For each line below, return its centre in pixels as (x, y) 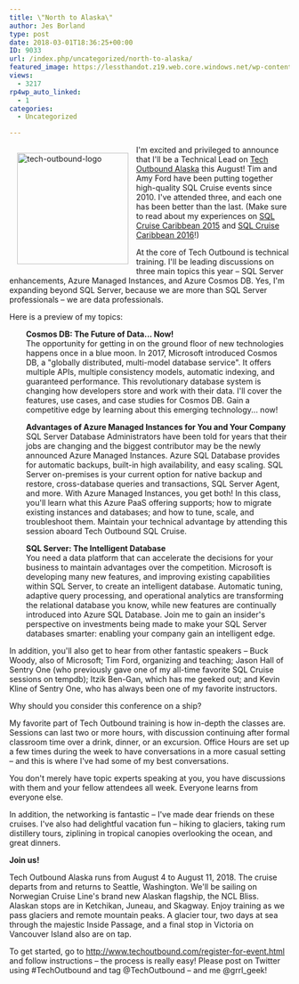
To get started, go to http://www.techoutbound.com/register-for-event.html (147, 951)
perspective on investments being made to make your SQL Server (146, 624)
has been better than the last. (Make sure (212, 207)
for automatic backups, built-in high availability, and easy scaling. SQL (154, 465)
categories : (31, 109)
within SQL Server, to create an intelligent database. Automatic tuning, (154, 586)
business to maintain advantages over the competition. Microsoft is (149, 567)
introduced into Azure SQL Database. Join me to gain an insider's (145, 614)
